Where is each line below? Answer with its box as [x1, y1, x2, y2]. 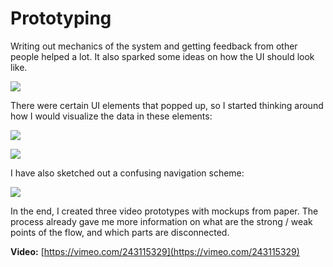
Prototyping [10, 7, 112, 30]
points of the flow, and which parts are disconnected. [10, 226, 230, 238]
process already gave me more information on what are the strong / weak [10, 215, 313, 227]
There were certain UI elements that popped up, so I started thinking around [10, 99, 324, 111]
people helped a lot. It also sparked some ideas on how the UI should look [10, 50, 315, 62]
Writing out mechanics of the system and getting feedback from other [10, 40, 298, 52]
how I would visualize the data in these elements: [10, 110, 213, 122]
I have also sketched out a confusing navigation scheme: [10, 167, 245, 179]
